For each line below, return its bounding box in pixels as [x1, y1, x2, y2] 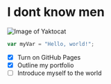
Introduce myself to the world [17, 69, 102, 77]
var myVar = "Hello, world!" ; [7, 40, 95, 47]
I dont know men [7, 4, 105, 20]
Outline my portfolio [17, 60, 74, 69]
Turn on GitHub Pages [17, 53, 81, 61]
